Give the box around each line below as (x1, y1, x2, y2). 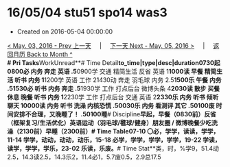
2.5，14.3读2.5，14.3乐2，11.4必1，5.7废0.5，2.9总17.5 (7, 153, 161, 161)
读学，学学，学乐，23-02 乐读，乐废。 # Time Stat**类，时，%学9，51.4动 (7, 144, 220, 152)
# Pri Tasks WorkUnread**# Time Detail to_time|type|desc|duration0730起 (7, 58, 221, 66)
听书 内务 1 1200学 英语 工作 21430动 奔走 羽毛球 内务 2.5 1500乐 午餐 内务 (14, 75, 222, 83)
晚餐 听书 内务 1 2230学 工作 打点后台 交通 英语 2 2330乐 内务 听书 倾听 (20, 92, 219, 101)
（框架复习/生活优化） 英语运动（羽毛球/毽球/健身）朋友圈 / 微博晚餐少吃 (7, 118, 212, 127)
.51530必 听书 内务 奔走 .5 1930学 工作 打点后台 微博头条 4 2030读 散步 (7, 84, 207, 92)
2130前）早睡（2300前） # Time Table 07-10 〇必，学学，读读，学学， (19, 127, 220, 135)
